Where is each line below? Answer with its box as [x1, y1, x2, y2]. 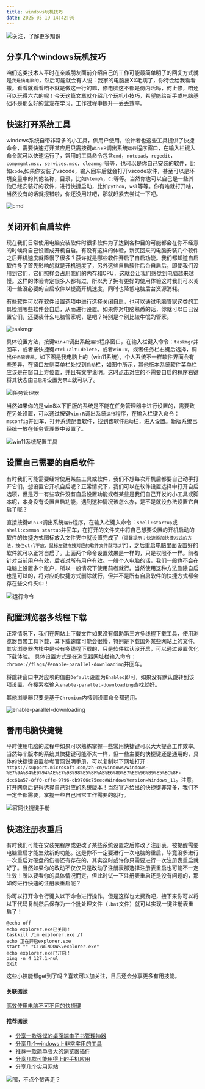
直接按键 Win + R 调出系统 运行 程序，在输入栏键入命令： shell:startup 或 [6, 518, 178, 526]
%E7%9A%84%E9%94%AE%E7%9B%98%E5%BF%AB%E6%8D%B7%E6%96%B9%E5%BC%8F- [6, 770, 182, 776]
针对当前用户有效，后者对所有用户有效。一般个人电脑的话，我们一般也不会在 [6, 557, 199, 564]
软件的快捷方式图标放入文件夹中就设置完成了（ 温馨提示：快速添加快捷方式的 [6, 533, 188, 541]
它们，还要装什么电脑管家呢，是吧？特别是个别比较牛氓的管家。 [11, 313, 172, 320]
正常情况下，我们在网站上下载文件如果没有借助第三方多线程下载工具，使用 [6, 629, 193, 637]
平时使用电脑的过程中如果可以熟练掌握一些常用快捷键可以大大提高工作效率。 [6, 743, 199, 750]
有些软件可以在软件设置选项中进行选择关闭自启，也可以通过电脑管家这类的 [6, 298, 193, 305]
